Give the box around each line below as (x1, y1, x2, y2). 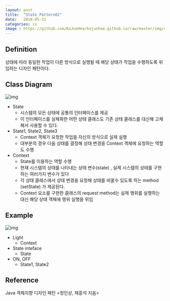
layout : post (5, 7, 33, 13)
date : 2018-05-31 (5, 17, 47, 22)
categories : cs (5, 21, 37, 27)
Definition (5, 45, 37, 54)
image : (5, 26, 22, 31)
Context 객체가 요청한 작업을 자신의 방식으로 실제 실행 (20, 134, 127, 140)
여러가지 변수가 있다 (29, 170, 69, 177)
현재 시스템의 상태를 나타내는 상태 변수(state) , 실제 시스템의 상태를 (20, 164, 153, 170)
